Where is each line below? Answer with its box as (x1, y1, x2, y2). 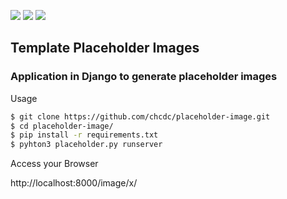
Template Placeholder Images (10, 40, 200, 57)
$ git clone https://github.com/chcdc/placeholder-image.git (10, 111, 271, 122)
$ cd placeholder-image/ (10, 121, 114, 131)
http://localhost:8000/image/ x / (10, 177, 138, 189)
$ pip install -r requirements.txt (10, 130, 159, 140)
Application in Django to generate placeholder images (10, 70, 278, 84)
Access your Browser (10, 158, 99, 170)
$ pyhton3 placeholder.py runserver (10, 140, 163, 150)
